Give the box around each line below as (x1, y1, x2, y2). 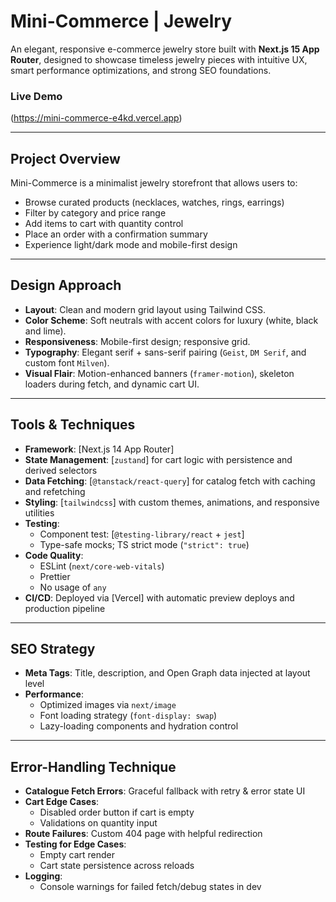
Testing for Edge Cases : (24, 838, 127, 850)
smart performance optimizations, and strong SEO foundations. (10, 64, 272, 76)
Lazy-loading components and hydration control (39, 720, 239, 732)
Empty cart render (39, 849, 115, 861)
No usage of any (39, 581, 107, 593)
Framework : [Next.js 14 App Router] (24, 443, 175, 455)
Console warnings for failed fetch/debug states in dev (39, 881, 262, 893)
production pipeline (24, 602, 106, 614)
